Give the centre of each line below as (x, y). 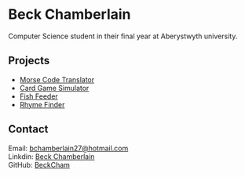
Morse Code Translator (57, 79)
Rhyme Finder (42, 104)
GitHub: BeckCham (39, 164)
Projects (29, 61)
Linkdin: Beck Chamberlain (51, 156)
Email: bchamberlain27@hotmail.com (68, 148)
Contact (28, 130)
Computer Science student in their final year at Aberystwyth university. (123, 36)
